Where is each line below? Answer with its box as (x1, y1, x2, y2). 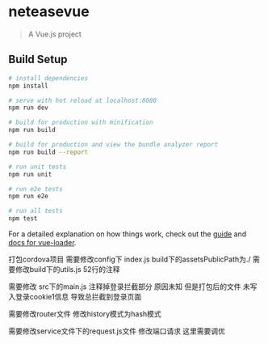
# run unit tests (8, 163, 67, 171)
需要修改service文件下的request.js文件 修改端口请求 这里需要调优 (8, 326, 226, 336)
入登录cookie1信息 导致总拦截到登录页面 (8, 292, 142, 301)
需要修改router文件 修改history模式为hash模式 (8, 309, 161, 318)
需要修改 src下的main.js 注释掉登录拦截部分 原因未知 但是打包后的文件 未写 (8, 282, 258, 291)
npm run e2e (8, 193, 48, 201)
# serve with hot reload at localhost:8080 (8, 96, 157, 104)
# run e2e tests (8, 185, 63, 193)
